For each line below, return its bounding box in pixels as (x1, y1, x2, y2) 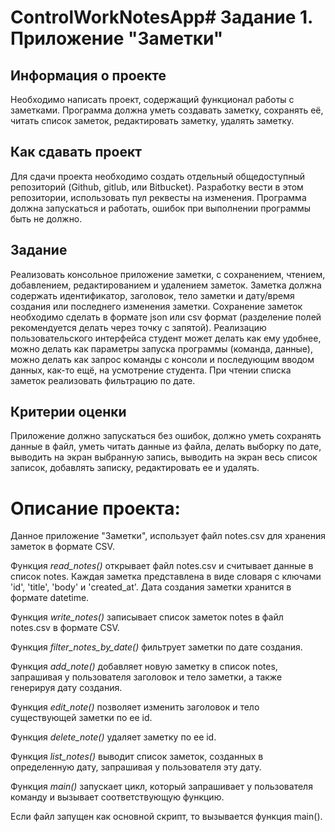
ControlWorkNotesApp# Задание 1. (10, 6, 313, 29)
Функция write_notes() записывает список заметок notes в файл (10, 611, 284, 623)
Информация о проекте (10, 67, 167, 84)
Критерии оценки (10, 404, 127, 421)
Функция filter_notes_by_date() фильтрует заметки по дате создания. (10, 641, 303, 653)
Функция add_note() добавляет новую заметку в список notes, (10, 661, 278, 673)
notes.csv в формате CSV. (10, 622, 120, 634)
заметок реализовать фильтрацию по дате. (10, 374, 196, 386)
